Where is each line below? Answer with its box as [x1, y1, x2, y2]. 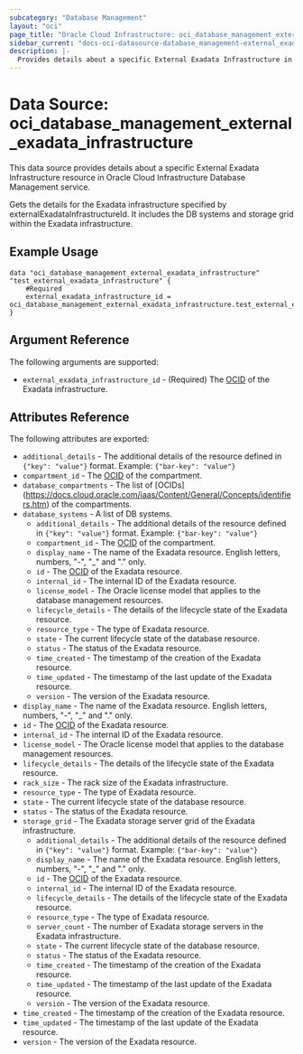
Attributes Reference [9, 409, 130, 424]
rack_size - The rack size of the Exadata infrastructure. [22, 778, 228, 788]
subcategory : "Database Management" [9, 13, 147, 23]
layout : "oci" [9, 22, 63, 31]
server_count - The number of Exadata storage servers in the [35, 921, 264, 932]
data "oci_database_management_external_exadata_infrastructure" [9, 268, 260, 277]
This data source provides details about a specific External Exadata [9, 162, 260, 173]
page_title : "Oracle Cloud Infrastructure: [9, 30, 176, 39]
